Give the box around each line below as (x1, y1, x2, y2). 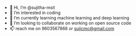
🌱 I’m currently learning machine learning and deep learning (9, 15, 130, 20)
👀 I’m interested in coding (9, 10, 61, 16)
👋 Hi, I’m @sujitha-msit (9, 5, 55, 10)
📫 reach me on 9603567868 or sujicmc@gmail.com (9, 26, 115, 31)
